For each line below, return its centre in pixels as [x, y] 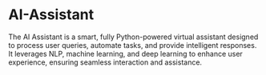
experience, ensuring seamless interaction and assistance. [105, 62]
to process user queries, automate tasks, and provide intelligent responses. [133, 45]
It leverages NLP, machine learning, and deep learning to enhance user [125, 53]
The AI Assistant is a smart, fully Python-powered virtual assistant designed [133, 37]
